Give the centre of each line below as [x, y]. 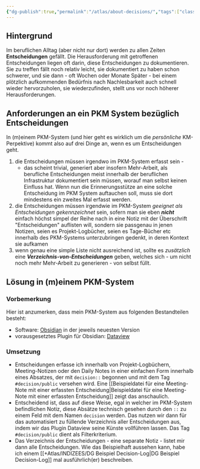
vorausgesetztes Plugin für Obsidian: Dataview [72, 336]
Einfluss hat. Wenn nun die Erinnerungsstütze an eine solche [98, 187]
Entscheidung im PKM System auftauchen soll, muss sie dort [98, 193]
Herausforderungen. [31, 95]
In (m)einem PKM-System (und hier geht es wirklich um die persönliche [94, 137]
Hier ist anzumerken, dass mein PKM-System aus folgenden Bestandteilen [98, 312]
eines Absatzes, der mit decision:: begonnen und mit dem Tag [92, 378]
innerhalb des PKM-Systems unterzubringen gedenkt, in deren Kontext [102, 238]
